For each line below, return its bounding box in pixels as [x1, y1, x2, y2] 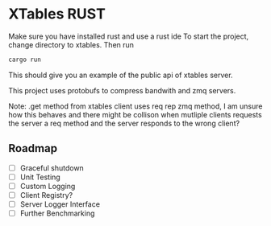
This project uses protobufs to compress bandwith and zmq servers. [8, 85, 236, 95]
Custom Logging [19, 181, 76, 191]
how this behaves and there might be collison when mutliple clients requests [8, 109, 262, 119]
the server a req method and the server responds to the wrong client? [8, 118, 240, 128]
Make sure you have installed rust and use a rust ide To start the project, [8, 31, 249, 41]
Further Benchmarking [19, 208, 95, 218]
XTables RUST [8, 5, 106, 23]
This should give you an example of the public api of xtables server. [8, 70, 233, 80]
